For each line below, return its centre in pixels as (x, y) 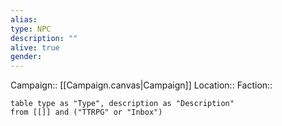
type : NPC (31, 29)
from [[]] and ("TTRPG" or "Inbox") (86, 112)
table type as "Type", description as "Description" (122, 104)
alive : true (35, 47)
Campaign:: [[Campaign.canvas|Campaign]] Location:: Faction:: (141, 85)
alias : (24, 19)
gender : (26, 57)
